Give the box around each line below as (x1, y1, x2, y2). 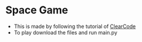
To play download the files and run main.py (13, 29, 118, 36)
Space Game (5, 3, 68, 17)
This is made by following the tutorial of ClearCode (13, 23, 136, 30)
